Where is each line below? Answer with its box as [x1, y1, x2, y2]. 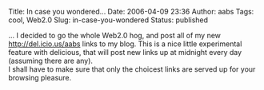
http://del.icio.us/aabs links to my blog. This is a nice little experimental [8, 39, 242, 49]
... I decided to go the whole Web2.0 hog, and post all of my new [8, 31, 222, 40]
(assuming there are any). [8, 56, 94, 65]
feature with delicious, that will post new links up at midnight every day [8, 48, 242, 57]
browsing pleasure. [8, 73, 72, 82]
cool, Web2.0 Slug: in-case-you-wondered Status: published [8, 15, 209, 25]
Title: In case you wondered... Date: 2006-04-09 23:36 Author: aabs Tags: [8, 7, 254, 16]
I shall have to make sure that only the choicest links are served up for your [8, 65, 256, 74]
